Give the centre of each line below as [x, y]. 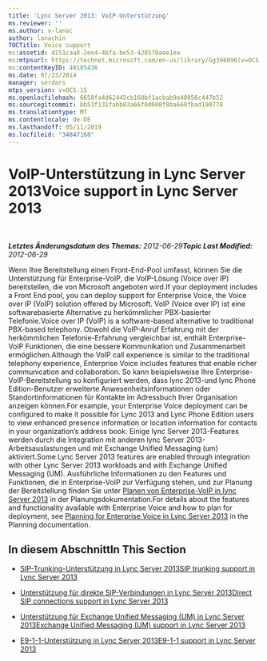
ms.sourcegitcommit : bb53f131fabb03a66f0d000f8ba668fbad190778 [116, 105]
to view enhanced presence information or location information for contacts [133, 422]
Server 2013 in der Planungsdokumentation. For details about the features [129, 499]
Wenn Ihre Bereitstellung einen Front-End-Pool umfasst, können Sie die [126, 269]
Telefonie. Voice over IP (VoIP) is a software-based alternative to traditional [131, 321]
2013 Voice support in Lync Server [123, 191]
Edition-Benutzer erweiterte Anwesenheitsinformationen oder [110, 388]
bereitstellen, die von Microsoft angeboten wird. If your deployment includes [133, 287]
